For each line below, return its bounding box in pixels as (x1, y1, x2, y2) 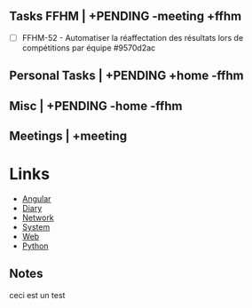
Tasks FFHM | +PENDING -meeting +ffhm (9, 9, 242, 24)
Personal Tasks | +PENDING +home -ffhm (9, 68, 244, 83)
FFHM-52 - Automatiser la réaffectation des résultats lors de (21, 32, 244, 43)
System (21, 221, 51, 232)
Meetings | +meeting (9, 129, 127, 144)
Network (21, 212, 55, 223)
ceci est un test (9, 289, 66, 300)
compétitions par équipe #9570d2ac (21, 42, 156, 53)
